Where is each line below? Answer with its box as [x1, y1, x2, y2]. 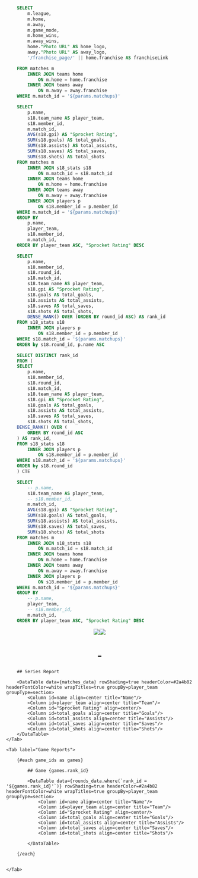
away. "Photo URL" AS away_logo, [27, 49, 108, 55]
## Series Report [17, 668, 60, 674]
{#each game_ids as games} [17, 757, 84, 763]
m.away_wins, [27, 38, 60, 44]
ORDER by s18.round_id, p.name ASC [17, 342, 105, 348]
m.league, [27, 10, 52, 17]
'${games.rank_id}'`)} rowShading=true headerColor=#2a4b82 [6, 783, 158, 789]
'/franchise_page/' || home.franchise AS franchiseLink [27, 55, 168, 61]
